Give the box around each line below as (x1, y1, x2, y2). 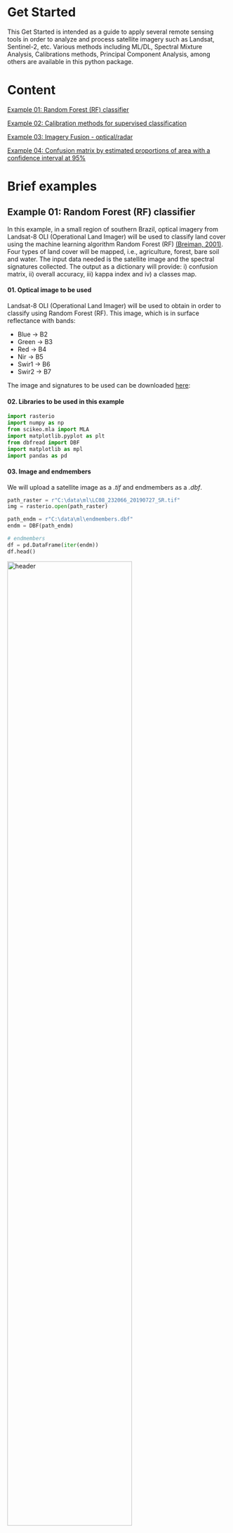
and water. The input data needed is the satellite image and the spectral (7, 255, 215, 263)
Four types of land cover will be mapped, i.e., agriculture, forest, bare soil (7, 247, 220, 255)
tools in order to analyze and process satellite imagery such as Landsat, (7, 34, 215, 43)
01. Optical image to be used (7, 286, 92, 294)
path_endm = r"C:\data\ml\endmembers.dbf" (7, 516, 133, 523)
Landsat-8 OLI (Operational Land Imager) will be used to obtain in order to (7, 302, 221, 310)
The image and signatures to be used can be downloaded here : (7, 381, 191, 390)
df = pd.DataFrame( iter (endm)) (7, 541, 99, 549)
